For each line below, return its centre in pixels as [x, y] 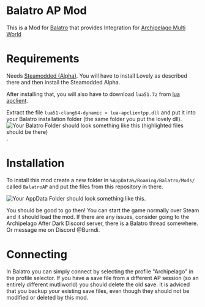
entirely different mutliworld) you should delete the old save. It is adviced [98, 284]
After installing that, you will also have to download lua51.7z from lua [93, 94]
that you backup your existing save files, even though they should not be [98, 290]
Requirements [43, 59]
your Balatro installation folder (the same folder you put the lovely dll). [94, 119]
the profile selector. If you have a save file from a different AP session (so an [102, 278]
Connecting [37, 254]
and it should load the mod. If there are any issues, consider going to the [98, 216]
